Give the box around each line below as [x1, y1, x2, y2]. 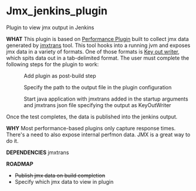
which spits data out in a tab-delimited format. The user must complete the [6, 54, 189, 61]
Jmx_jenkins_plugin [6, 4, 108, 18]
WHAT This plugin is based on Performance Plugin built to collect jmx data [6, 35, 189, 42]
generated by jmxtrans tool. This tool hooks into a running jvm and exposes [6, 42, 191, 49]
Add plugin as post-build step [23, 72, 96, 79]
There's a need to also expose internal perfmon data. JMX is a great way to [6, 131, 191, 138]
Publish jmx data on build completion [14, 171, 106, 179]
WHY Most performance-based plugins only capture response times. [6, 124, 176, 131]
